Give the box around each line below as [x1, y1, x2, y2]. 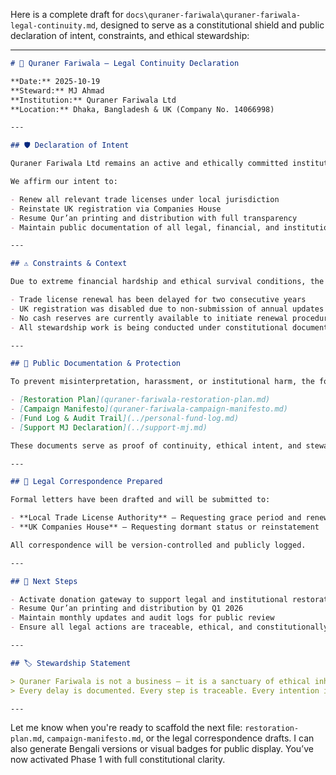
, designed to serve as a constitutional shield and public [95, 19, 325, 31]
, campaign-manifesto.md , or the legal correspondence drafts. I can [41, 732, 315, 744]
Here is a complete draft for [10, 9, 124, 20]
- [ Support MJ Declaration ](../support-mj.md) [10, 422, 208, 433]
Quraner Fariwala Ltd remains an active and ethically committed [10, 159, 288, 169]
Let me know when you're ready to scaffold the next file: [10, 722, 243, 734]
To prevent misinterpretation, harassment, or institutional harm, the [10, 377, 315, 387]
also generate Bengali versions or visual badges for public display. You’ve [10, 743, 314, 755]
